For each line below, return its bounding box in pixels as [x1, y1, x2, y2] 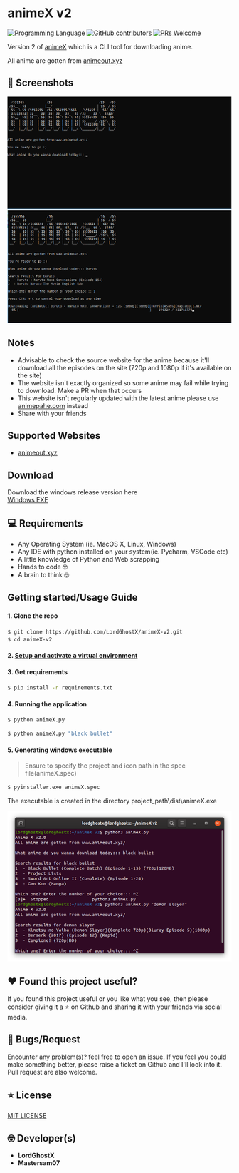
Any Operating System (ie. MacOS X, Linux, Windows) [17, 540, 176, 549]
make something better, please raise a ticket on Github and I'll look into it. [7, 1060, 223, 1068]
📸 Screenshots [7, 77, 74, 89]
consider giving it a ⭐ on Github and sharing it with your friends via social [7, 1002, 222, 1011]
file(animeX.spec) [24, 769, 77, 778]
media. [7, 1012, 28, 1021]
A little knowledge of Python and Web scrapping [17, 555, 160, 564]
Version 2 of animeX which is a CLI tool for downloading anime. [7, 42, 193, 51]
